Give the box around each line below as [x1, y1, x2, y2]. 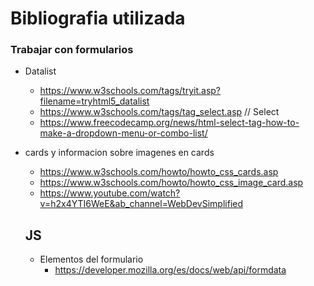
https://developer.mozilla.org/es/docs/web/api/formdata [54, 264, 287, 276]
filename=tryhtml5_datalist [39, 95, 150, 107]
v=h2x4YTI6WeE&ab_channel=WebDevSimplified [39, 198, 244, 210]
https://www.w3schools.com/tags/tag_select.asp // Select [39, 106, 280, 118]
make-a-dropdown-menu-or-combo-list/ [39, 127, 208, 139]
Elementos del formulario [39, 253, 144, 266]
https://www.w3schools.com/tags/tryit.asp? [39, 85, 222, 97]
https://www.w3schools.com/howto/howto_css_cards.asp [39, 166, 279, 178]
